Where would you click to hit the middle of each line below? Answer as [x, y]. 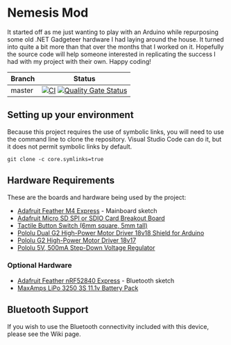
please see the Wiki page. [44, 334]
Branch [23, 78]
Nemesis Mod [48, 13]
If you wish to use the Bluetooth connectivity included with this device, [108, 326]
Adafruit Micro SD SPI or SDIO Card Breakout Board [91, 218]
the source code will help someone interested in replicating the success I [112, 54]
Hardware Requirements [61, 181]
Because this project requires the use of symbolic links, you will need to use [115, 132]
